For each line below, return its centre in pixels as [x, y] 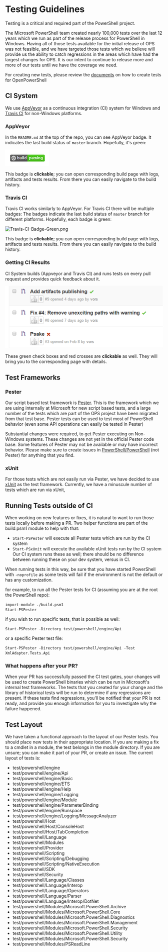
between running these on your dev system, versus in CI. [71, 559]
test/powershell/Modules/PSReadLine [51, 944]
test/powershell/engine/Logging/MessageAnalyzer [64, 816]
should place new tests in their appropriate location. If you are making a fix [82, 742]
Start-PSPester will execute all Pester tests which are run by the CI [81, 538]
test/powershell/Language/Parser [47, 896]
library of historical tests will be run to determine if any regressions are [78, 693]
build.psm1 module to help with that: [42, 528]
